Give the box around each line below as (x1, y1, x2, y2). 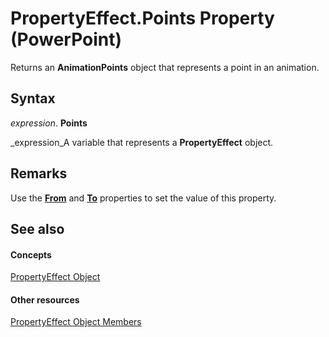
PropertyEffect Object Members (10, 316, 142, 328)
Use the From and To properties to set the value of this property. (10, 192, 277, 204)
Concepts (10, 248, 52, 261)
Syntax (10, 90, 56, 107)
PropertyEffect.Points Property (10, 7, 275, 30)
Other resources (10, 293, 80, 306)
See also (10, 220, 65, 237)
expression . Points (10, 117, 88, 129)
